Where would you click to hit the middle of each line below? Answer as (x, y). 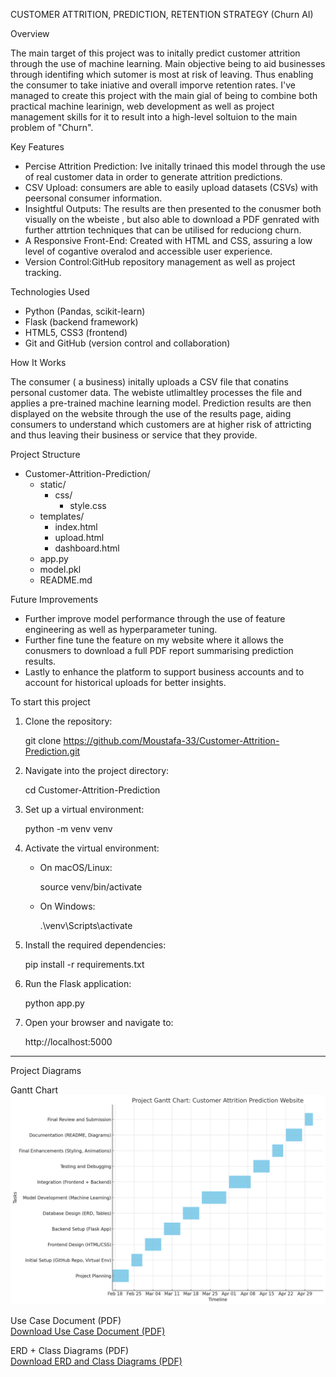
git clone (43, 740)
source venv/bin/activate (91, 887)
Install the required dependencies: (95, 945)
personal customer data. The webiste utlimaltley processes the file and (156, 392)
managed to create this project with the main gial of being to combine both (164, 95)
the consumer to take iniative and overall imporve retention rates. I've (153, 85)
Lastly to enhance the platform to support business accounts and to (164, 672)
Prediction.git (52, 751)
